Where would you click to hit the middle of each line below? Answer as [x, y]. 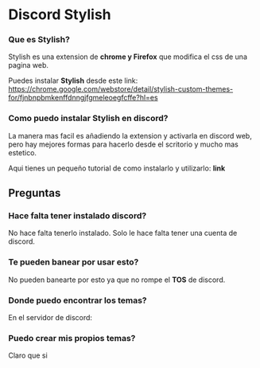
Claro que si [28, 355]
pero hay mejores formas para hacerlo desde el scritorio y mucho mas [123, 144]
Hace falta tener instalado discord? [78, 216]
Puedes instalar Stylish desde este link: [73, 80]
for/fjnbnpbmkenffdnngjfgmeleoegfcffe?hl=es [83, 98]
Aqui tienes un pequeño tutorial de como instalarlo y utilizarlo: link [117, 168]
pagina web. [29, 65]
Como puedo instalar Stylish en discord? [88, 119]
